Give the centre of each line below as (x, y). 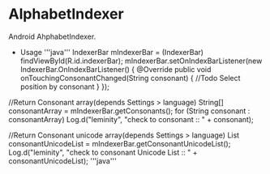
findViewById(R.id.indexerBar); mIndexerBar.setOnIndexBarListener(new (141, 61)
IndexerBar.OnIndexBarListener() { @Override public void (116, 69)
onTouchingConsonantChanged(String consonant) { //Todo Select (130, 78)
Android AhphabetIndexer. (52, 36)
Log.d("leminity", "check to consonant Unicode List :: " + (103, 152)
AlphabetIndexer (66, 14)
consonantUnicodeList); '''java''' (63, 161)
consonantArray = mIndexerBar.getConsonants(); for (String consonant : (129, 111)
